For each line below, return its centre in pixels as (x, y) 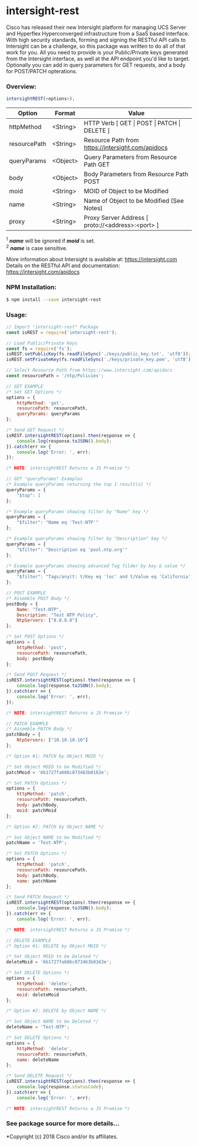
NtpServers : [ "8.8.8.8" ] (47, 621)
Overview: (21, 86)
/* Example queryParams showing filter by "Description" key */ (87, 539)
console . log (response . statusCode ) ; (60, 1087)
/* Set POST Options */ (35, 637)
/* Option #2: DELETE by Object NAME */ (57, 1011)
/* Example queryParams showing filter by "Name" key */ (77, 512)
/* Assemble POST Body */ (38, 598)
